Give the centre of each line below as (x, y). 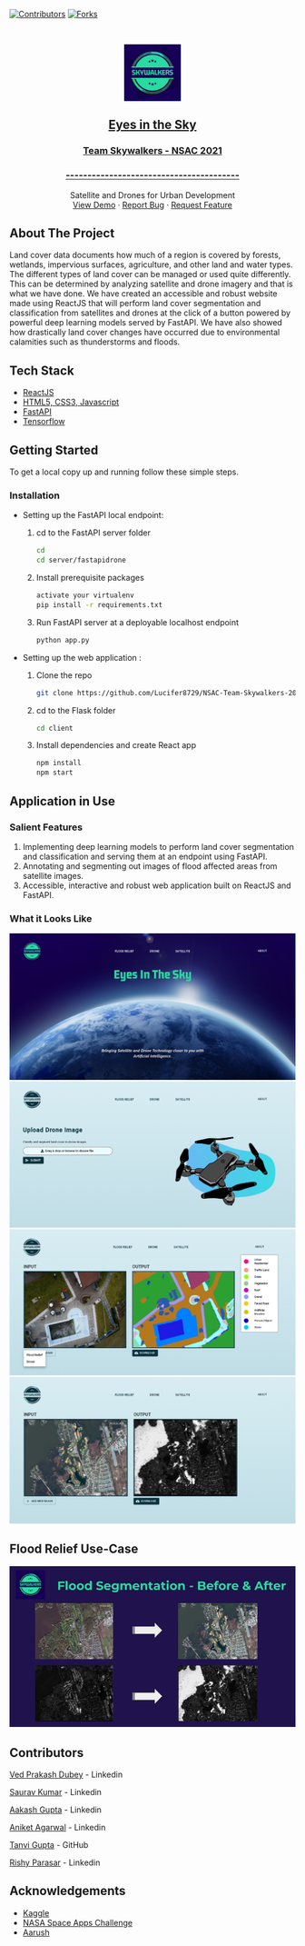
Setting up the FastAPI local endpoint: (93, 515)
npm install (59, 763)
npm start (55, 773)
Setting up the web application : (82, 657)
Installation (35, 495)
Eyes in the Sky (152, 125)
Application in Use (62, 801)
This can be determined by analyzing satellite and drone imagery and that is (151, 284)
